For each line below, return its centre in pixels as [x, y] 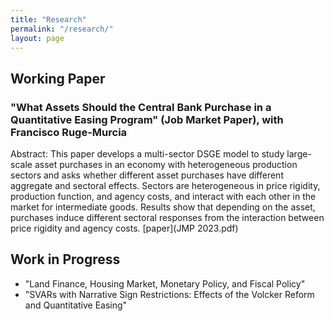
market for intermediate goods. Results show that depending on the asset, [163, 207]
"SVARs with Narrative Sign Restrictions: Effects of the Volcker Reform [169, 294]
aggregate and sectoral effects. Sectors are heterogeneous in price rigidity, [165, 186]
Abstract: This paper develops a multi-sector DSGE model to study [147, 154]
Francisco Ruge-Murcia [69, 132]
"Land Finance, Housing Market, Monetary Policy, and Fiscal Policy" [165, 283]
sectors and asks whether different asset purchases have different [147, 175]
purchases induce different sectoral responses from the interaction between [167, 218]
